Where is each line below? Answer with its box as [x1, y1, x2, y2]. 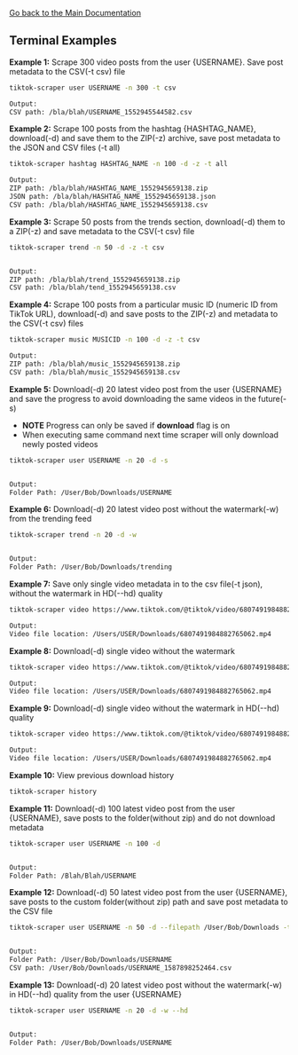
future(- [257, 393, 287, 404]
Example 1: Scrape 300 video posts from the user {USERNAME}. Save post [9, 57, 284, 67]
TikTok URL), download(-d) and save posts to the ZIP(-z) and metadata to [9, 309, 278, 319]
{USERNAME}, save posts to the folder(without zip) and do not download [9, 812, 276, 823]
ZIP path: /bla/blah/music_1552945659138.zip [9, 359, 180, 369]
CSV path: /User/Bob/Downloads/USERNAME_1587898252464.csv [9, 964, 232, 972]
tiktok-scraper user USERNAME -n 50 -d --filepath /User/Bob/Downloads [9, 923, 279, 933]
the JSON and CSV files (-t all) [9, 142, 121, 154]
